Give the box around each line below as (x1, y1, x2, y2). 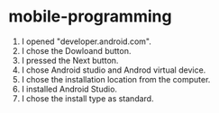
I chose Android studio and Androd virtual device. (21, 65, 206, 75)
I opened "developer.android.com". (21, 36, 152, 47)
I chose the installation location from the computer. (21, 74, 211, 84)
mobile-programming (8, 6, 172, 27)
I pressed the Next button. (21, 55, 119, 65)
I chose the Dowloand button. (21, 45, 132, 56)
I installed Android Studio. (21, 83, 118, 94)
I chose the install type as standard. (21, 92, 154, 104)
